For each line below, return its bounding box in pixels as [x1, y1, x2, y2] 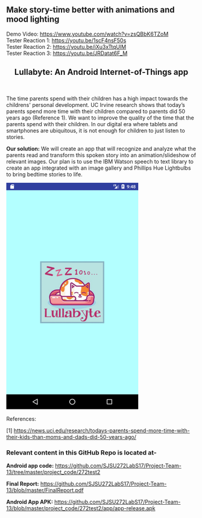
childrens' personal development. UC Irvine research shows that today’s [6, 101, 185, 108]
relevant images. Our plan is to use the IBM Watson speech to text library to [6, 158, 194, 165]
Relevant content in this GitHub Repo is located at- [6, 448, 157, 456]
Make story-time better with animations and [6, 5, 175, 15]
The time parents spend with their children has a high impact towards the [6, 95, 188, 102]
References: [6, 415, 36, 422]
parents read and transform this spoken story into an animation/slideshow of [6, 151, 197, 159]
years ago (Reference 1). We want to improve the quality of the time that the [6, 114, 194, 121]
